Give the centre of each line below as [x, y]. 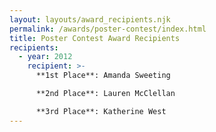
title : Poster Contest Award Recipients [95, 38]
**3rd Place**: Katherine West [101, 111]
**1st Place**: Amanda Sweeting [103, 76]
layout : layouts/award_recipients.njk [90, 19]
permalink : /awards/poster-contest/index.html [108, 29]
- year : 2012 [45, 57]
